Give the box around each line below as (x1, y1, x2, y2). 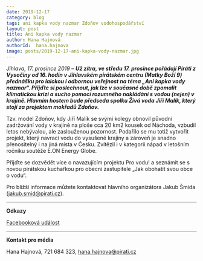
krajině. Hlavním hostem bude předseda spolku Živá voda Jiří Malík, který (6, 97, 196, 104)
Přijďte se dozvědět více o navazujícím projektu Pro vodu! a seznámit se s (6, 158, 190, 166)
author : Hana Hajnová (6, 37, 61, 43)
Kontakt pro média (6, 236, 54, 243)
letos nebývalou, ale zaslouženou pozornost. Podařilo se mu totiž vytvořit (6, 127, 189, 135)
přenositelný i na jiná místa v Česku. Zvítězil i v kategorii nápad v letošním (6, 140, 190, 148)
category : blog (6, 14, 45, 21)
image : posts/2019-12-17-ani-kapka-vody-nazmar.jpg (6, 48, 139, 54)
